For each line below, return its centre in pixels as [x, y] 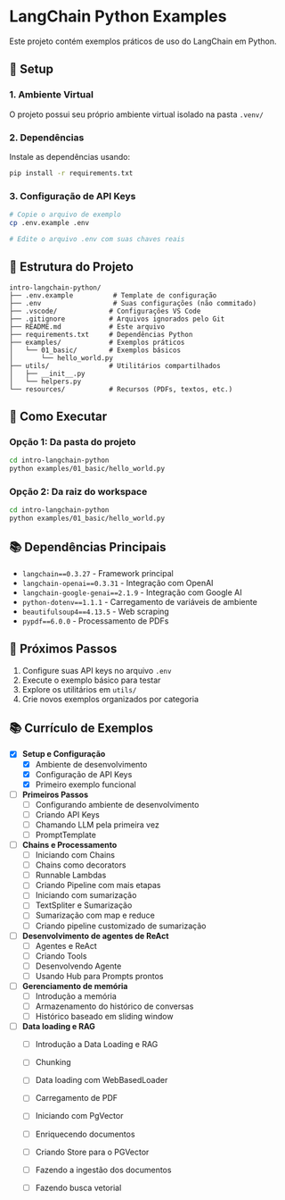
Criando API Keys [67, 814]
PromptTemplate [65, 835]
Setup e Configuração [64, 754]
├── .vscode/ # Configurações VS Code [105, 311]
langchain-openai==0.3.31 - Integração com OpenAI [118, 583]
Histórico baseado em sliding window [104, 1017]
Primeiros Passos [55, 794]
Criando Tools [61, 956]
